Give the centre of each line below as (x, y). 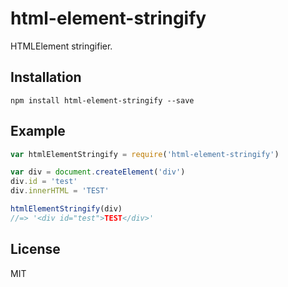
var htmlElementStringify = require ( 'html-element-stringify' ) (145, 154)
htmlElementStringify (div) (66, 209)
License (35, 249)
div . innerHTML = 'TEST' (60, 191)
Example (38, 131)
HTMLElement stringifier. (61, 46)
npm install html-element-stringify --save (102, 100)
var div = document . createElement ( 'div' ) (98, 172)
